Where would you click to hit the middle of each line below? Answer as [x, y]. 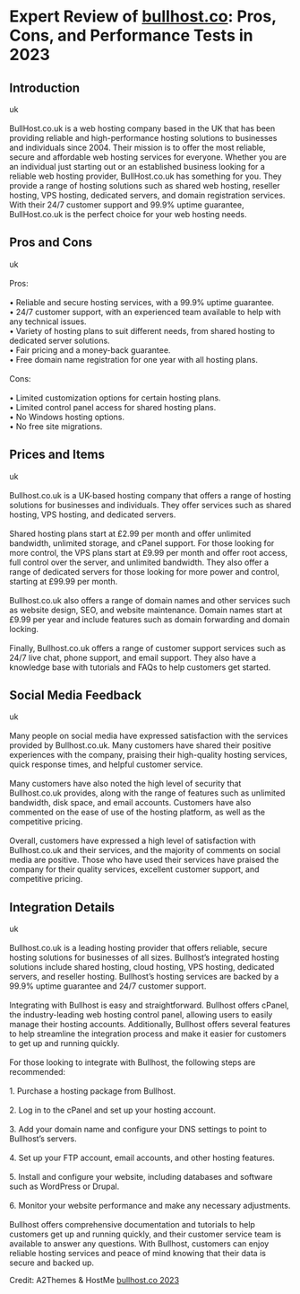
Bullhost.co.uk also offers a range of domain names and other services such [150, 600]
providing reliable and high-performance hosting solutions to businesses [143, 138]
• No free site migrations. [56, 426]
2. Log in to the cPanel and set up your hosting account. [113, 1110]
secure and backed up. [52, 1263]
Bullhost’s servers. [43, 1139]
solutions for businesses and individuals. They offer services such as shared [150, 505]
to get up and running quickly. [64, 1043]
